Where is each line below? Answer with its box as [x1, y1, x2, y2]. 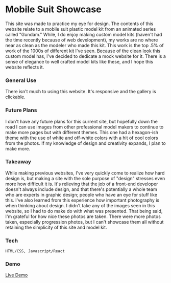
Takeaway [5, 158, 32, 165]
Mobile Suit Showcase [5, 4, 102, 15]
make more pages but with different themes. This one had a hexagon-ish [5, 129, 159, 135]
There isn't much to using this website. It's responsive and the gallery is [5, 89, 157, 95]
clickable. [5, 94, 26, 100]
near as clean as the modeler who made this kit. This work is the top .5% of [5, 42, 164, 48]
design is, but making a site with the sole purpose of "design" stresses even [5, 175, 165, 181]
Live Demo [5, 272, 28, 278]
